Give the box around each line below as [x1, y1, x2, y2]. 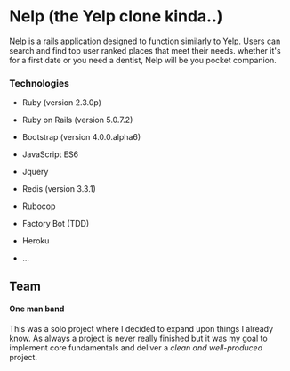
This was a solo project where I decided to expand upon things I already [9, 323, 274, 334]
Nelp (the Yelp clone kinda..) [9, 6, 223, 27]
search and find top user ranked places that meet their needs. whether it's [9, 45, 282, 55]
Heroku [21, 235, 50, 246]
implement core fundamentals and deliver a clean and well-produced [9, 342, 263, 353]
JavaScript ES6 [21, 149, 79, 160]
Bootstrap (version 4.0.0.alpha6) [21, 132, 141, 143]
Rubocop [21, 201, 56, 211]
